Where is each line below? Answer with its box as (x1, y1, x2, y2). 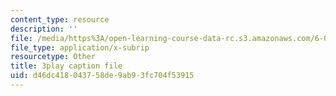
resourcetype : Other (10, 52, 97, 62)
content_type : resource (10, 14, 110, 25)
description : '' (10, 24, 78, 34)
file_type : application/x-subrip (10, 42, 150, 53)
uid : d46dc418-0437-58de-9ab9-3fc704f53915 (10, 71, 195, 81)
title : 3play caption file (10, 61, 123, 71)
